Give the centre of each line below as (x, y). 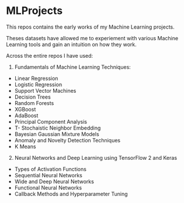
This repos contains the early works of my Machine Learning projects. (91, 27)
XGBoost (25, 109)
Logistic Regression (38, 84)
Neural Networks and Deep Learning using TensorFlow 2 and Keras (96, 157)
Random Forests (34, 103)
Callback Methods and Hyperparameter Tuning (71, 194)
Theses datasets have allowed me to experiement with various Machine (92, 38)
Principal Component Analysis (51, 121)
